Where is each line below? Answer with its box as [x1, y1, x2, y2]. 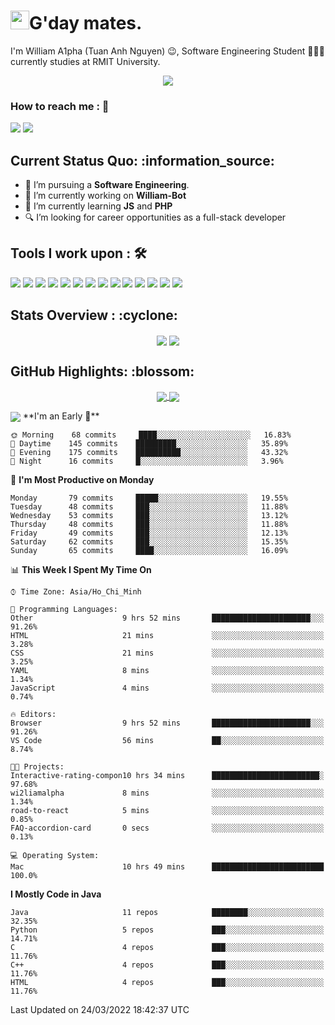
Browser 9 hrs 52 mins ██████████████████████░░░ [10, 718, 325, 728]
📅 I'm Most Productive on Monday [10, 474, 155, 485]
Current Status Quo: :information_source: [10, 152, 275, 169]
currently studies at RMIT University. [10, 55, 161, 67]
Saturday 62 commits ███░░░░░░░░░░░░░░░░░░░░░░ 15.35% [10, 537, 288, 547]
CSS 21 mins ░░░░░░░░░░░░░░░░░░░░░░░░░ [10, 648, 325, 658]
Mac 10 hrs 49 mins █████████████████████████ [10, 862, 325, 872]
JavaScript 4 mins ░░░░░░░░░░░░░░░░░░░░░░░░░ [10, 683, 325, 693]
